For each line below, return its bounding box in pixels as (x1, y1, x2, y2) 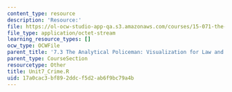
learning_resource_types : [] (7, 36, 91, 43)
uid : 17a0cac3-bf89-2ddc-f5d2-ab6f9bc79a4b (7, 74, 135, 82)
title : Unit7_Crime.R (7, 68, 70, 75)
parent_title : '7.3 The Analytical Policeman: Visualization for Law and (7, 49, 224, 56)
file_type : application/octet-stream (7, 29, 116, 37)
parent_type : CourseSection (7, 55, 88, 62)
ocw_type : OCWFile (7, 42, 60, 49)
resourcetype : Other (7, 62, 67, 68)
